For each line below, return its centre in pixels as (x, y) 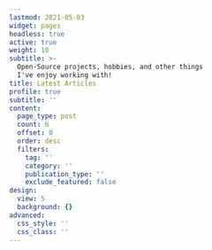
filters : (33, 149)
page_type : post (47, 116)
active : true (33, 42)
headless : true (37, 34)
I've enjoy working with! (65, 75)
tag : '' (39, 157)
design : (23, 191)
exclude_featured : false (71, 183)
